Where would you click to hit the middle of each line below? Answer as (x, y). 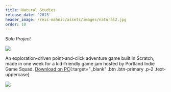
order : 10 (16, 24)
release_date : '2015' (28, 15)
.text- (160, 69)
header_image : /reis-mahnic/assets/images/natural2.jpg (66, 19)
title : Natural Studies (31, 10)
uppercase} (17, 75)
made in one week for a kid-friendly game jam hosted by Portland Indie (80, 64)
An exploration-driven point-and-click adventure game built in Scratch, (80, 58)
